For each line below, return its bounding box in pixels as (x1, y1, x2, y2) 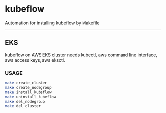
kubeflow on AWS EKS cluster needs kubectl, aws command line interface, (5, 52, 157, 58)
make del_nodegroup (5, 99, 45, 104)
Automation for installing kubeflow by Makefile (5, 20, 100, 26)
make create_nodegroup (5, 85, 52, 90)
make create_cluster (5, 80, 48, 86)
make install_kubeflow (5, 90, 52, 95)
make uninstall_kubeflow (5, 94, 56, 99)
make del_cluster (5, 104, 41, 109)
